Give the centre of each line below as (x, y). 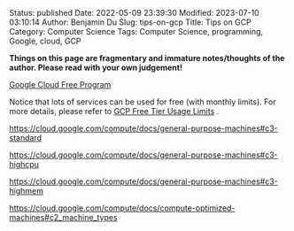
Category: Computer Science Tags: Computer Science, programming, (136, 31)
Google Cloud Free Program (60, 85)
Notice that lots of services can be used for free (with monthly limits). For (143, 102)
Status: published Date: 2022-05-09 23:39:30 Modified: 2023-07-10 (134, 13)
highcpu (24, 164)
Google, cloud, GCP (45, 41)
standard (26, 138)
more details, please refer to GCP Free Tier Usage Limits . (114, 111)
